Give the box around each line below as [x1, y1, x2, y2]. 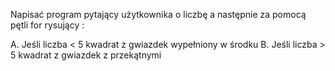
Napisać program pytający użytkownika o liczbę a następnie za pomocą [10, 9, 307, 20]
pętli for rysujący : [10, 19, 85, 31]
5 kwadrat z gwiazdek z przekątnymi [10, 49, 162, 61]
